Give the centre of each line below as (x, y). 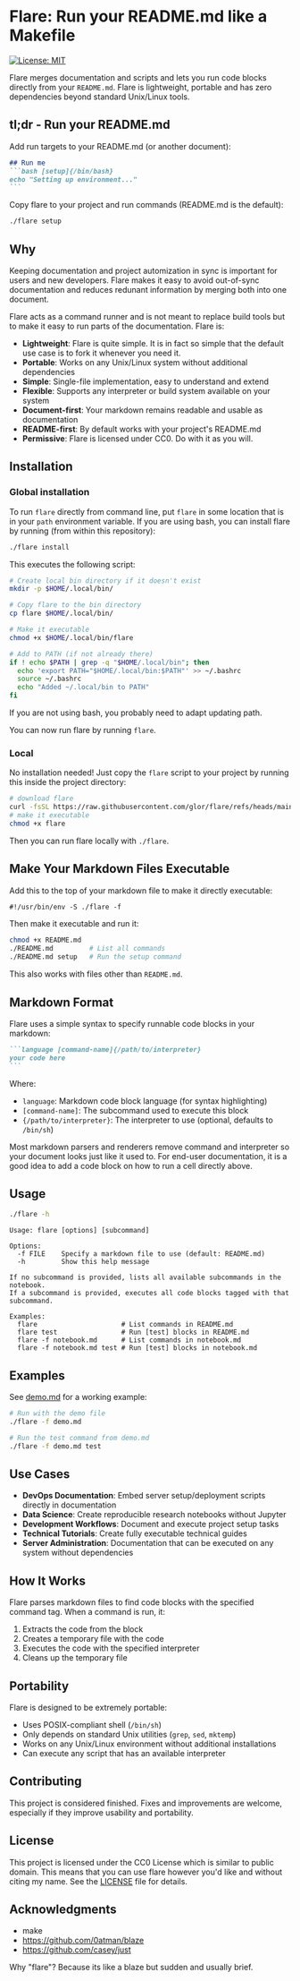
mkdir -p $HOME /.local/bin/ (62, 589)
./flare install (39, 547)
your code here (37, 1058)
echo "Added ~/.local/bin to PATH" (83, 687)
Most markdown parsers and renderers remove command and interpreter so (150, 1147)
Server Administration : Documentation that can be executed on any (148, 1543)
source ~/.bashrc (50, 679)
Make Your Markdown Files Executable (120, 869)
